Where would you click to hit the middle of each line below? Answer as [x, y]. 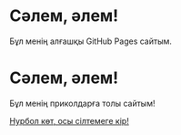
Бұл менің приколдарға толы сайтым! [82, 103]
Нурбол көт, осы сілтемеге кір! [69, 120]
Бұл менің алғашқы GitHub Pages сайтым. [91, 41]
